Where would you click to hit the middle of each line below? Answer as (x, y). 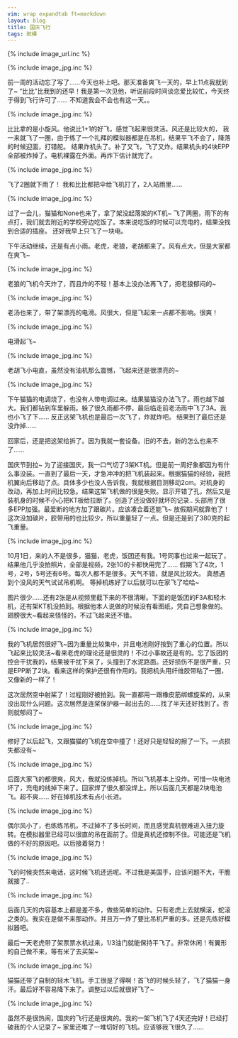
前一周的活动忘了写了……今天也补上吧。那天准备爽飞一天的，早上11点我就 (114, 82)
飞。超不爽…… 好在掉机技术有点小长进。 (67, 797)
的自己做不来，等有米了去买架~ (53, 951)
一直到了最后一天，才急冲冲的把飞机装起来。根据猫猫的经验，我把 (134, 474)
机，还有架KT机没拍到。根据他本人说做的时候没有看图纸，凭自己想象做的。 (117, 606)
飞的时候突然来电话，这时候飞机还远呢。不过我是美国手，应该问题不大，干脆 (119, 872)
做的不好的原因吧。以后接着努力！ (57, 843)
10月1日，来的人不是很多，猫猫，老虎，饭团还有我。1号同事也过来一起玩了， (119, 556)
